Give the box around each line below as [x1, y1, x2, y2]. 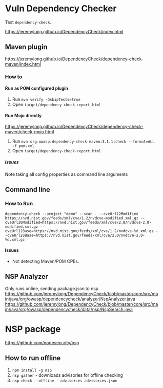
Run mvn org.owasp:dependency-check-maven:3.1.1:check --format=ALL [12, 138, 155, 145]
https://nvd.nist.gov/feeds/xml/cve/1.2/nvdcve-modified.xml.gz [5, 216, 139, 220]
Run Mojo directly [5, 113, 42, 119]
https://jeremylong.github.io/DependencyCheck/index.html [5, 28, 123, 34]
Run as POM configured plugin [5, 85, 68, 91]
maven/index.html [5, 61, 41, 67]
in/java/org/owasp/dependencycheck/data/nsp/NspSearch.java [5, 306, 133, 312]
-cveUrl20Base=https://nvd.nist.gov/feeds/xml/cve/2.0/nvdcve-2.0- [5, 233, 145, 238]
